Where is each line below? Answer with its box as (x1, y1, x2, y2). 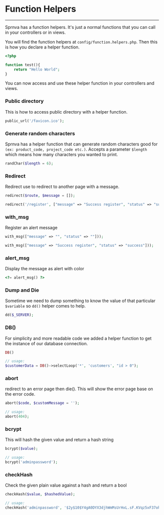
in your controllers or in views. (5, 29, 66, 35)
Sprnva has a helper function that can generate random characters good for (5, 141, 158, 147)
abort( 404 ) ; (5, 414, 29, 419)
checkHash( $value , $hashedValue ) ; (5, 492, 76, 497)
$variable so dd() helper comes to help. (5, 303, 86, 309)
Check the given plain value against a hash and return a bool (5, 482, 127, 488)
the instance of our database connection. (5, 340, 88, 346)
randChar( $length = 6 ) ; (5, 161, 54, 166)
